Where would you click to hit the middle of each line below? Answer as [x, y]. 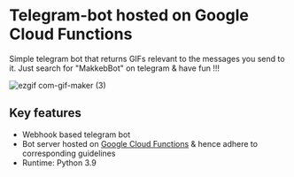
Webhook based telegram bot [76, 135]
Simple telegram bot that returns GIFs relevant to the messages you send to [147, 58]
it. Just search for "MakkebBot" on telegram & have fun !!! [114, 68]
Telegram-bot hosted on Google [129, 15]
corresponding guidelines [69, 153]
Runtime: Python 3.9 [59, 162]
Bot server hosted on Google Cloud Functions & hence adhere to [140, 143]
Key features [45, 113]
